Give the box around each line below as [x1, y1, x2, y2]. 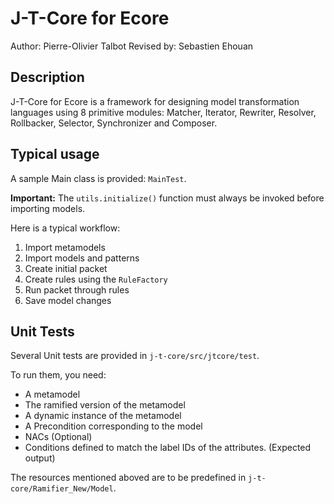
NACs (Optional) [24, 431, 93, 443]
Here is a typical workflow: [10, 222, 121, 234]
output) [24, 452, 56, 464]
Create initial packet [24, 262, 108, 274]
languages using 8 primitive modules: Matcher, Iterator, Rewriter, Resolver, [10, 106, 317, 118]
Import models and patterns [24, 252, 140, 264]
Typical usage [10, 146, 100, 163]
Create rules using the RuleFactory [24, 273, 168, 285]
